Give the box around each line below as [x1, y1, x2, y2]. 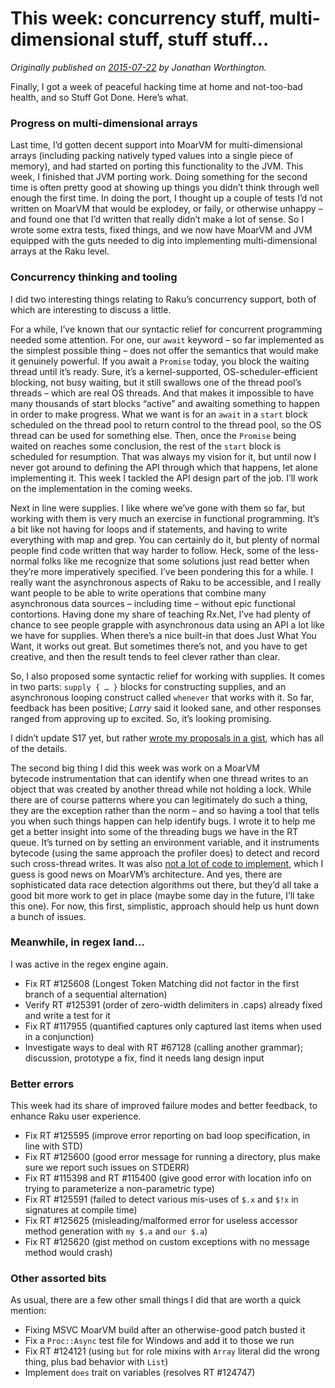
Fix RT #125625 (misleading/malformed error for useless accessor [24, 1215, 298, 1227]
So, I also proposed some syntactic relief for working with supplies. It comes [10, 670, 326, 682]
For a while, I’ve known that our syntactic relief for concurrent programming [10, 323, 323, 335]
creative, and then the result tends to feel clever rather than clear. [10, 650, 281, 662]
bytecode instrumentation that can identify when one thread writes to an [10, 772, 309, 784]
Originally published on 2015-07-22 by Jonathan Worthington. [10, 61, 267, 73]
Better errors [10, 1077, 75, 1091]
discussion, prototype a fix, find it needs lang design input [24, 1052, 265, 1064]
